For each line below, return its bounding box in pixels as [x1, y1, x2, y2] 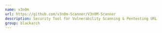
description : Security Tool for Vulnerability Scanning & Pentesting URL [5, 16, 158, 21]
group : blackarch [5, 20, 40, 26]
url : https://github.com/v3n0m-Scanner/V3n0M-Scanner [5, 12, 116, 16]
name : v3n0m [5, 7, 29, 12]
